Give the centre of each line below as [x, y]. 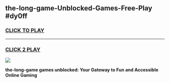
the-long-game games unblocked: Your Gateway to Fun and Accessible [82, 69]
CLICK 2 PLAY [23, 49]
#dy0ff [16, 16]
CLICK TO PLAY [25, 31]
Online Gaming [21, 75]
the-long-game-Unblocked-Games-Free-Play [79, 8]
